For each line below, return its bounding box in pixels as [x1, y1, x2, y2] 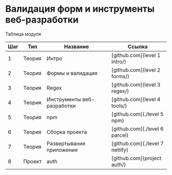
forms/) [111, 73, 130, 80]
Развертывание [47, 140, 85, 147]
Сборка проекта [47, 128, 87, 136]
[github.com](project [111, 155, 162, 162]
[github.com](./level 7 [111, 140, 164, 147]
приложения [47, 146, 78, 154]
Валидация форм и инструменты [5, 3, 155, 15]
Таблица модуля [5, 31, 41, 37]
